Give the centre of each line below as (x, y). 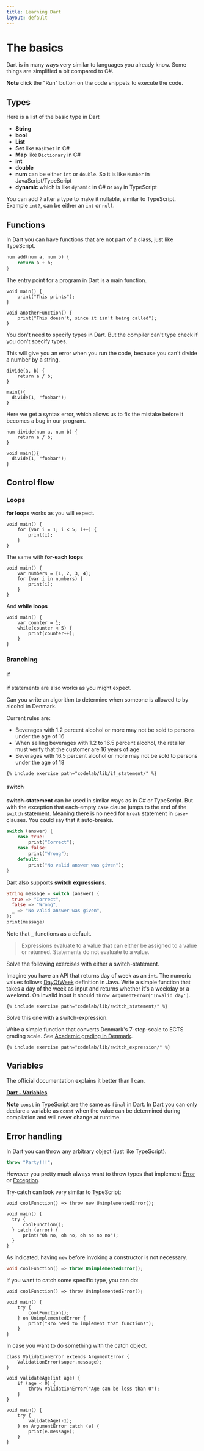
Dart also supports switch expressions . (56, 882)
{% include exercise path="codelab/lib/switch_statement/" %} (87, 1006)
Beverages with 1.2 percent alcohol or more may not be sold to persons (105, 730)
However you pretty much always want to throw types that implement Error (101, 1174)
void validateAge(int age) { (43, 1378)
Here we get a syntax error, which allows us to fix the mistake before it (95, 414)
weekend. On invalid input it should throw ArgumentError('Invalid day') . (98, 995)
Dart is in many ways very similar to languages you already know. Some (97, 65)
